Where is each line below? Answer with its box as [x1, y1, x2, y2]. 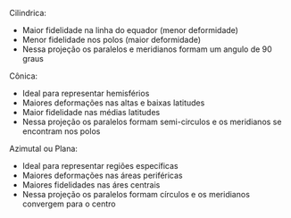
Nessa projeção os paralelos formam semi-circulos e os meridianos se [21, 116, 282, 127]
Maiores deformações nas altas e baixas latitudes [21, 97, 205, 108]
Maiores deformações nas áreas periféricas [21, 170, 183, 180]
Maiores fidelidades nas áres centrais [21, 180, 161, 190]
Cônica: [9, 71, 38, 81]
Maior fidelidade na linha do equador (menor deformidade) [21, 25, 239, 35]
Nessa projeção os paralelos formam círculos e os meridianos [21, 189, 250, 199]
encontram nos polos [21, 126, 101, 137]
